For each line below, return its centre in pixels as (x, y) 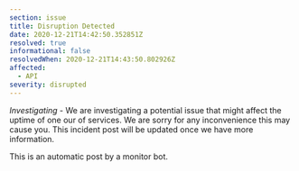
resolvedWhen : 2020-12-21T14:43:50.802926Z (93, 59)
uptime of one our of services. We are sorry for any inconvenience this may (150, 120)
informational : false (50, 51)
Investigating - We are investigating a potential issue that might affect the (145, 110)
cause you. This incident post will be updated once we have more (131, 129)
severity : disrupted (48, 85)
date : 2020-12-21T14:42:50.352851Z (76, 34)
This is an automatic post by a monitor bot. (89, 156)
